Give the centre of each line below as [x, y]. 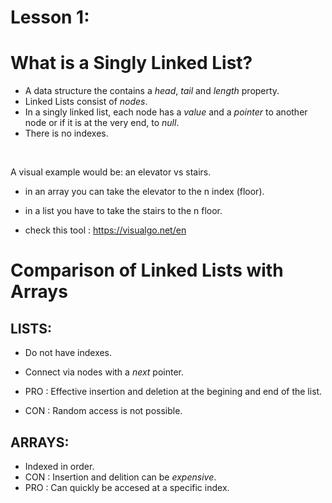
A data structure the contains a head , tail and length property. [152, 91]
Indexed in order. [59, 466]
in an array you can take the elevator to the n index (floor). [144, 192]
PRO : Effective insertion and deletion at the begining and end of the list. [173, 392]
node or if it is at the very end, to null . [102, 123]
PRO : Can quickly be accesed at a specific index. [127, 487]
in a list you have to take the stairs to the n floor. [123, 211]
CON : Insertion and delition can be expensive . [120, 477]
